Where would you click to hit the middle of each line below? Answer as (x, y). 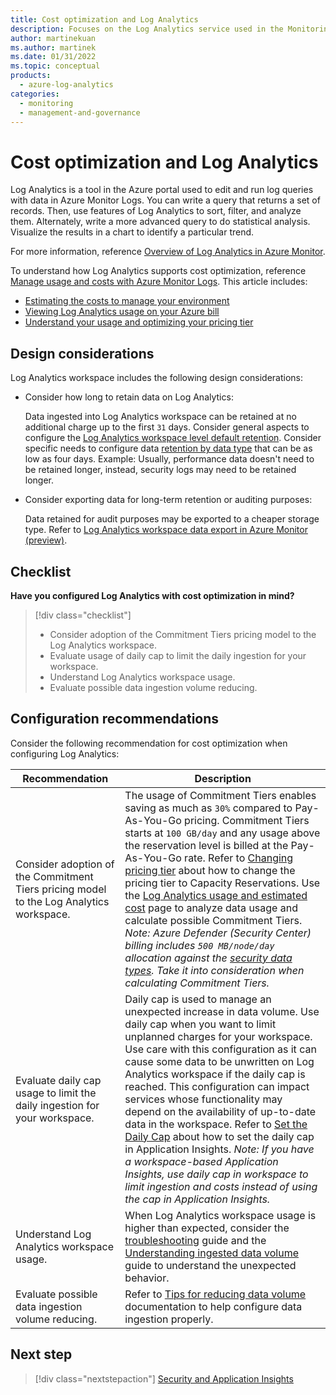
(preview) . (46, 540)
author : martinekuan (53, 38)
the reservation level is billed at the (206, 845)
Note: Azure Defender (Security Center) (218, 933)
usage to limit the (56, 1093)
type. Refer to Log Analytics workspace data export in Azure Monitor (166, 530)
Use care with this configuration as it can (220, 1049)
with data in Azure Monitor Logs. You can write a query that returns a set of (165, 200)
